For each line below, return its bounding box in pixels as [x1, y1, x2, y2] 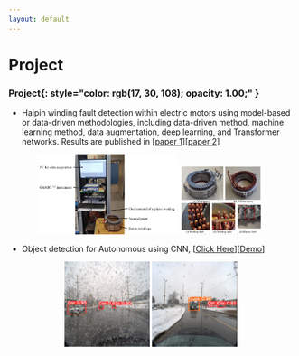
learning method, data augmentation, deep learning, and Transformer [21, 126, 280, 137]
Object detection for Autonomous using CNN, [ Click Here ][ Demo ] [21, 244, 266, 255]
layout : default [8, 14, 70, 23]
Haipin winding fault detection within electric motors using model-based [21, 108, 291, 118]
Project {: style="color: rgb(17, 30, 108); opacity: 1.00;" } [8, 87, 259, 99]
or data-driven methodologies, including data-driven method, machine [21, 117, 285, 128]
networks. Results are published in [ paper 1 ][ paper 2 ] [21, 136, 220, 147]
